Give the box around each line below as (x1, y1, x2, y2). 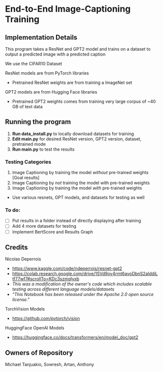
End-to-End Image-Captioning (5, 3, 131, 15)
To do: (5, 207, 20, 214)
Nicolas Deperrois (5, 256, 41, 262)
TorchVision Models (5, 306, 45, 312)
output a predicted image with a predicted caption (5, 51, 106, 57)
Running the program (5, 118, 71, 126)
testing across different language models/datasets (12, 286, 115, 292)
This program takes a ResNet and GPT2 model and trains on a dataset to (5, 46, 151, 52)
